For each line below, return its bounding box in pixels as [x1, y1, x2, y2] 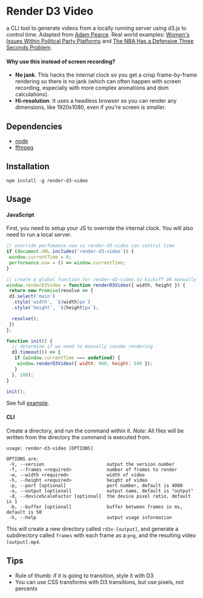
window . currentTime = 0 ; [8, 254, 72, 260]
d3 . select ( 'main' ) [8, 293, 56, 299]
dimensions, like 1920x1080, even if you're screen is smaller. [15, 103, 167, 111]
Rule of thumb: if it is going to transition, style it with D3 [15, 572, 154, 579]
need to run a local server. [6, 231, 72, 238]
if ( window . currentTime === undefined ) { [14, 355, 121, 361]
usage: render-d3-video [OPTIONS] [6, 445, 94, 451]
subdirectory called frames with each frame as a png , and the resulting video [6, 531, 196, 539]
